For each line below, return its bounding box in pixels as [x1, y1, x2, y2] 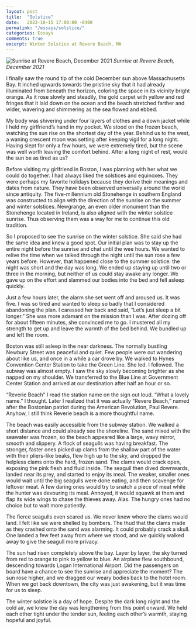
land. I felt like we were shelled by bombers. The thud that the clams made [6, 519, 185, 526]
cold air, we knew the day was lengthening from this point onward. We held [6, 604, 187, 611]
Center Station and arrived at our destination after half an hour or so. [6, 379, 171, 386]
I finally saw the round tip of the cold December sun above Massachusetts [6, 74, 185, 82]
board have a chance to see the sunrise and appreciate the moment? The [6, 568, 183, 575]
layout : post [6, 8, 38, 15]
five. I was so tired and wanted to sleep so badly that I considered [6, 300, 165, 307]
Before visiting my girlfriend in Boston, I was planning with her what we [6, 165, 177, 172]
